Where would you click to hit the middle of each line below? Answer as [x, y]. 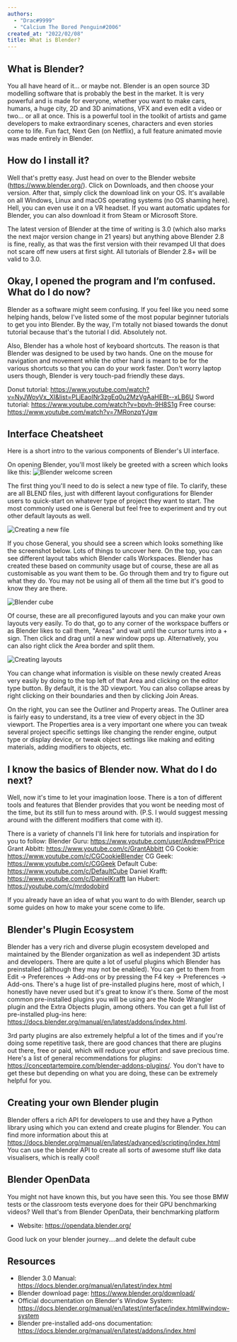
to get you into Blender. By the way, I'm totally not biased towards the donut [118, 324]
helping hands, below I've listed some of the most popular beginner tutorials [118, 317]
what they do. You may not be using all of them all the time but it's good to [116, 581]
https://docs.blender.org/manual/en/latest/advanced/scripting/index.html [114, 1142]
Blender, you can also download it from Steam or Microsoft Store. [103, 215]
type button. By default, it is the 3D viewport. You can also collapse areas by [118, 688]
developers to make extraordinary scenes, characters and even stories [110, 123]
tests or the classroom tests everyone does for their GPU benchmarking [112, 1204]
